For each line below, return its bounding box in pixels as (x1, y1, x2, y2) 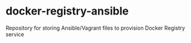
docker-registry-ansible (5, 4, 129, 18)
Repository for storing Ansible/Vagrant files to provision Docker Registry (5, 24, 186, 31)
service (5, 30, 25, 38)
